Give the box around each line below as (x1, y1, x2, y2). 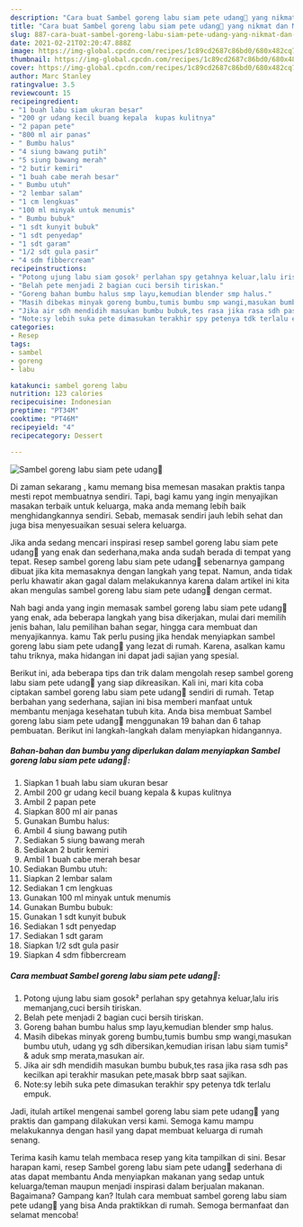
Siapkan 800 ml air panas (22, 807, 118, 817)
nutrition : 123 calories (10, 389, 103, 399)
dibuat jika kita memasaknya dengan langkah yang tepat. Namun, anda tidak (10, 565, 293, 576)
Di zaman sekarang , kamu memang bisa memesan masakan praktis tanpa (10, 481, 286, 492)
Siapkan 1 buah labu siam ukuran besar (22, 778, 169, 789)
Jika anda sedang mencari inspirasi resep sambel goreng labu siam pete (10, 537, 279, 547)
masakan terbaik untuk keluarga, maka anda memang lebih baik (10, 501, 246, 511)
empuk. (22, 1088, 52, 1099)
